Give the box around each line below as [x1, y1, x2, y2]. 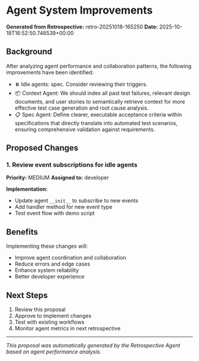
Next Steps [6, 290, 48, 300]
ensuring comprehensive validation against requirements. [14, 126, 155, 133]
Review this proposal [14, 306, 66, 313]
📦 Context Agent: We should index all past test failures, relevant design [14, 90, 191, 97]
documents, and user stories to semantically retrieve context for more [14, 98, 185, 105]
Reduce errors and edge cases [14, 260, 91, 267]
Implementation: [6, 186, 48, 193]
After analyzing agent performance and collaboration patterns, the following [6, 62, 192, 69]
